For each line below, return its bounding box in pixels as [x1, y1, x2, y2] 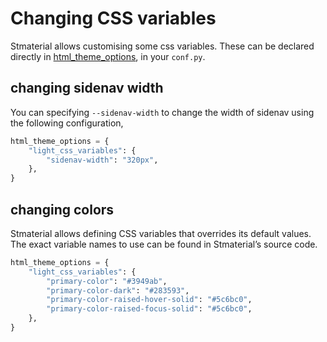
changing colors [10, 201, 115, 218]
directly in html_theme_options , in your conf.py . [10, 50, 206, 62]
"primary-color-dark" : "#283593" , [46, 285, 190, 296]
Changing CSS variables [10, 7, 217, 30]
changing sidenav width [10, 80, 164, 97]
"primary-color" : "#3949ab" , [46, 276, 168, 286]
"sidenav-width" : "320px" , [46, 155, 159, 165]
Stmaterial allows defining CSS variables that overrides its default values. [10, 227, 312, 239]
